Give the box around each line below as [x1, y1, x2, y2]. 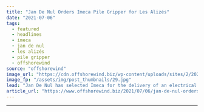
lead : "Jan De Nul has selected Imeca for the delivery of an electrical [6, 83, 197, 89]
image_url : [6, 71, 34, 77]
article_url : [6, 88, 39, 94]
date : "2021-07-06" [6, 15, 56, 21]
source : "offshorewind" [6, 65, 67, 72]
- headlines [12, 32, 42, 38]
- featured [12, 26, 39, 32]
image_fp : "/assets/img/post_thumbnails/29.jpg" [6, 77, 132, 83]
